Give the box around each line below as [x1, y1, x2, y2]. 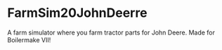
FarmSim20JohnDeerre [7, 5, 148, 21]
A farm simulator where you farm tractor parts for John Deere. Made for [7, 28, 216, 37]
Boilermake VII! [7, 35, 51, 44]
